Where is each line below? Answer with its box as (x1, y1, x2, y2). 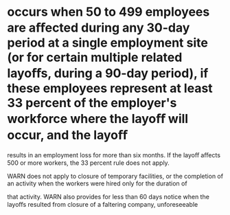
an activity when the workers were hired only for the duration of (7, 179, 187, 188)
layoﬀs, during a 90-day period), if (7, 66, 209, 81)
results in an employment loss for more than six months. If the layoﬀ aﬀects (7, 150, 221, 159)
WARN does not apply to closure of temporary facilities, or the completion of (7, 172, 224, 180)
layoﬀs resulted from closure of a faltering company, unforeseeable (7, 200, 198, 208)
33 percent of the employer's (7, 95, 177, 111)
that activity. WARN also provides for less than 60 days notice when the (7, 192, 209, 201)
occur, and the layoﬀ (7, 128, 128, 143)
